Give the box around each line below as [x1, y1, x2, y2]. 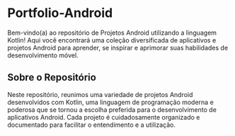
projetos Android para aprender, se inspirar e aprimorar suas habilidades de [7, 43, 229, 52]
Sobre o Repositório [7, 72, 97, 84]
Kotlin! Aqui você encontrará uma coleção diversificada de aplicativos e [7, 35, 217, 44]
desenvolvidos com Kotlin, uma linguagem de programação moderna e [7, 98, 214, 106]
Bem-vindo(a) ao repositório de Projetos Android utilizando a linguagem [7, 28, 217, 37]
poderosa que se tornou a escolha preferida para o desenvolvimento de [7, 105, 217, 114]
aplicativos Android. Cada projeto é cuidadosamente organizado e [7, 113, 200, 121]
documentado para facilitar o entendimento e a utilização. [7, 120, 176, 129]
